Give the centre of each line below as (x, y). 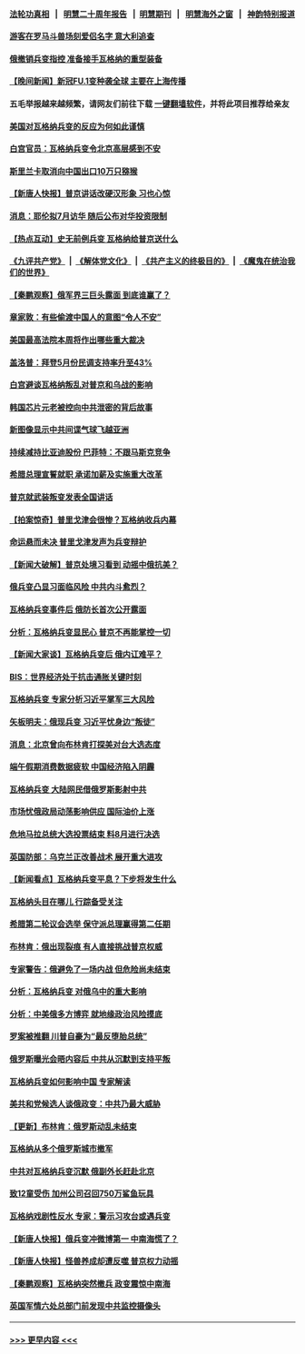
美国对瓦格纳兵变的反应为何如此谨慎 (77, 126)
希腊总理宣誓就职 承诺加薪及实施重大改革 (86, 474)
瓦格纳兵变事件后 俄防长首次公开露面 (78, 609)
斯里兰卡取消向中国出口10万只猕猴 (74, 171)
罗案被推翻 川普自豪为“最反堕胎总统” (79, 1036)
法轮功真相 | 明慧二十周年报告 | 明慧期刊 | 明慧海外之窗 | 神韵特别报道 (152, 14)
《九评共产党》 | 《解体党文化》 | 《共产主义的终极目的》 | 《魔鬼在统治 (148, 261)
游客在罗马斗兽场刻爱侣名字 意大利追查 (82, 36)
